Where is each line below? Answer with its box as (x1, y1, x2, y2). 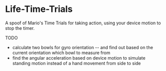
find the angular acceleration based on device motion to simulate (12, 55, 146, 61)
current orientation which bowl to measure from (12, 50, 110, 56)
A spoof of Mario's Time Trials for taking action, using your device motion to (5, 20, 161, 26)
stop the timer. (5, 25, 35, 31)
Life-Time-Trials (5, 3, 73, 15)
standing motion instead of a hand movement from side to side (12, 60, 141, 66)
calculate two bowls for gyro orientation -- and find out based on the (12, 44, 153, 50)
